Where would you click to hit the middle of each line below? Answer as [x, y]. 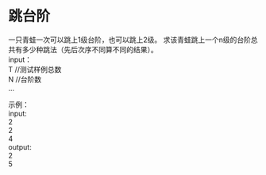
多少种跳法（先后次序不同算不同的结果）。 [90, 49]
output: [20, 146]
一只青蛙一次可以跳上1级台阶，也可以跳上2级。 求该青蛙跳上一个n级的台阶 [130, 40]
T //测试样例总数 [35, 69]
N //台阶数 [25, 79]
